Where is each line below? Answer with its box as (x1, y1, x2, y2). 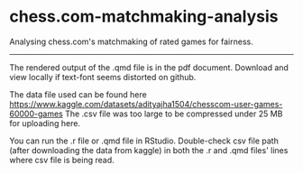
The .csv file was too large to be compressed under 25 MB (64, 108, 283, 119)
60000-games (9, 108, 63, 119)
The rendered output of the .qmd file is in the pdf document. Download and (9, 61, 289, 73)
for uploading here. (9, 117, 81, 128)
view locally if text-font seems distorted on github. (9, 71, 197, 82)
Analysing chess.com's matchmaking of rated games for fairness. (9, 36, 254, 47)
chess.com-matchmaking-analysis (9, 6, 279, 27)
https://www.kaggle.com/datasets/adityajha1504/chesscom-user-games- (9, 98, 283, 109)
